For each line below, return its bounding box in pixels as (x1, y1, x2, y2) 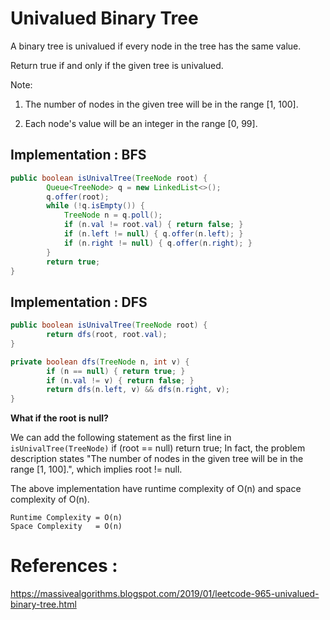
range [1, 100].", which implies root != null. (10, 463, 183, 476)
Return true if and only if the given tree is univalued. (10, 59, 224, 71)
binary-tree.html (10, 598, 77, 611)
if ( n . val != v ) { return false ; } (46, 375, 195, 386)
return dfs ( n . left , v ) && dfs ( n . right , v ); (46, 385, 231, 395)
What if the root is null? (10, 412, 109, 424)
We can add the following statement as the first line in (10, 432, 232, 444)
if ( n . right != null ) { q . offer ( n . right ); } (63, 238, 253, 248)
